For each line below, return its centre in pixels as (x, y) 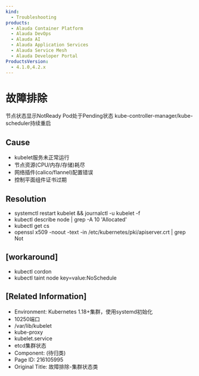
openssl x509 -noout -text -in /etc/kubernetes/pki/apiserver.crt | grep (100, 232)
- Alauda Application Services (50, 45)
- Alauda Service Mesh (39, 51)
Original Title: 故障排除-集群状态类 (56, 366)
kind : (12, 12)
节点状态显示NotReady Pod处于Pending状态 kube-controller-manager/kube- (99, 116)
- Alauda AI (26, 39)
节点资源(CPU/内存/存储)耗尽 (49, 165)
